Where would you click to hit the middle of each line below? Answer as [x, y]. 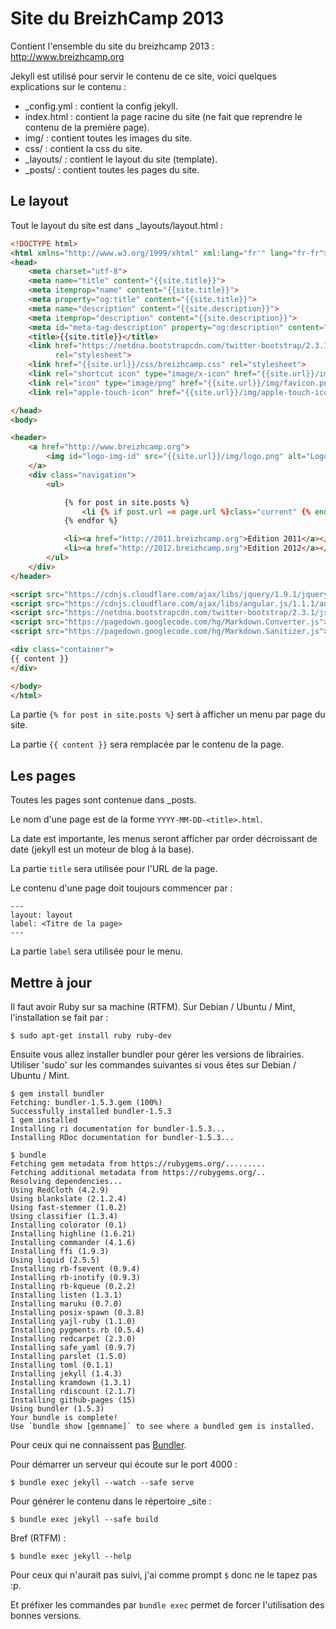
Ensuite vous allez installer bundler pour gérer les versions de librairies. [157, 1054]
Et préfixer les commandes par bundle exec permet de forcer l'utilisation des [167, 1605]
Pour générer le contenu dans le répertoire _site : [111, 1501]
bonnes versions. [46, 1615]
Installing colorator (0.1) [69, 1225]
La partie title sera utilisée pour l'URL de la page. [114, 869]
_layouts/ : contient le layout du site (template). [121, 159]
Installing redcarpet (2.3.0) [73, 1339]
